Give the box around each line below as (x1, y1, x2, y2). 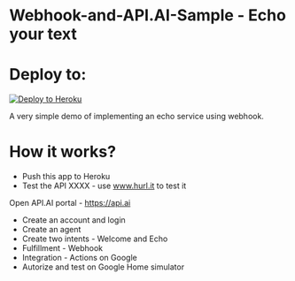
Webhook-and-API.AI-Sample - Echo (9, 5, 286, 26)
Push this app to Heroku (21, 171, 111, 182)
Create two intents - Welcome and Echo (21, 233, 168, 244)
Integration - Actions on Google (21, 253, 137, 263)
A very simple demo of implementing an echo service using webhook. (9, 111, 264, 122)
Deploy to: (9, 65, 87, 85)
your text (9, 24, 77, 44)
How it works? (9, 142, 117, 162)
